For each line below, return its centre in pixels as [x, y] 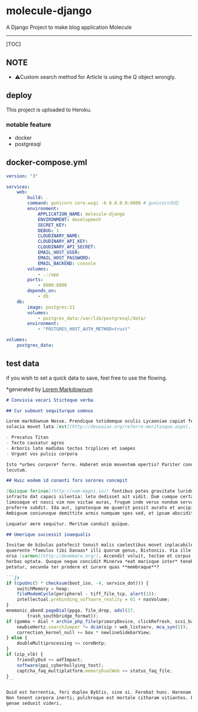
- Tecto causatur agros [35, 443]
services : [18, 187]
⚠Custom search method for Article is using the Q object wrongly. [95, 77]
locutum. [17, 470]
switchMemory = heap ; [43, 589]
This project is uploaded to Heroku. [49, 110]
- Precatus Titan [27, 437]
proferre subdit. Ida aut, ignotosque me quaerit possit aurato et [91, 507]
